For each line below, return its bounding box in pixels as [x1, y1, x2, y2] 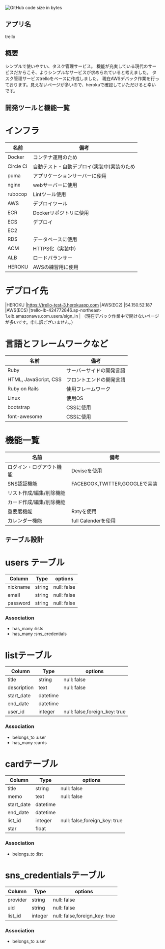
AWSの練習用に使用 [32, 264, 79, 270]
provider [7, 896, 27, 903]
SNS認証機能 [7, 480, 38, 487]
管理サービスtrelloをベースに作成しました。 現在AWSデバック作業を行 [13, 76, 155, 81]
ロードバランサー [32, 254, 73, 261]
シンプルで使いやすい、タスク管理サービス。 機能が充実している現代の [5, 63, 148, 69]
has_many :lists [12, 626, 44, 632]
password [7, 600, 30, 607]
